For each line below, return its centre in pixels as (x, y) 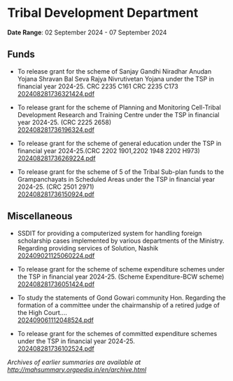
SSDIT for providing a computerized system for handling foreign (110, 233)
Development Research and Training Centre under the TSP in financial (118, 114)
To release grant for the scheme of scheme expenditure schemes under (121, 269)
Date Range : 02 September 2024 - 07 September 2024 (87, 32)
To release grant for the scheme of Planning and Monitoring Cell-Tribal (119, 107)
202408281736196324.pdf (56, 129)
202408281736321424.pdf (56, 93)
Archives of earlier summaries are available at (74, 362)
